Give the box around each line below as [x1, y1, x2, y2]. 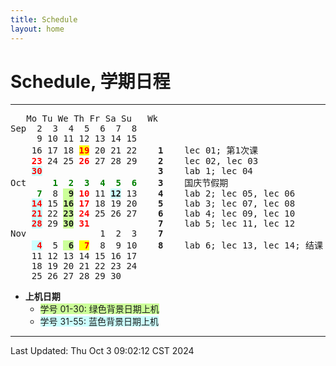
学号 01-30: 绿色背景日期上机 [39, 303, 160, 315]
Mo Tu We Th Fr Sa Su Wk [26, 113, 159, 125]
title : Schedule [10, 14, 78, 25]
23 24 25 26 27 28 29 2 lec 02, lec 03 [31, 156, 259, 167]
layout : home [10, 24, 65, 34]
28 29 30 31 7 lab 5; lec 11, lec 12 [31, 218, 296, 230]
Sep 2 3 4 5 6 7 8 [10, 123, 138, 135]
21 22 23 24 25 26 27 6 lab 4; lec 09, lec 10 [31, 208, 296, 220]
